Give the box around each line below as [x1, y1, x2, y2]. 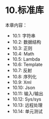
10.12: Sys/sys [12, 96, 41, 102]
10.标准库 [5, 4, 44, 16]
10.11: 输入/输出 [12, 90, 43, 96]
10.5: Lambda [12, 56, 40, 62]
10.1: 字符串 [12, 32, 36, 38]
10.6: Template [12, 61, 43, 67]
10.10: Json [12, 84, 35, 90]
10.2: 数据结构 [12, 38, 41, 45]
